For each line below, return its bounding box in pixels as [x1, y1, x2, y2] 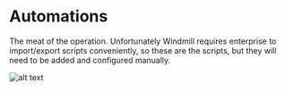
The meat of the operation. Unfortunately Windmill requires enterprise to [9, 36, 277, 46]
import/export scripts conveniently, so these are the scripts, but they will [9, 45, 277, 55]
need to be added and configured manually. [9, 54, 171, 65]
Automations [9, 6, 108, 27]
